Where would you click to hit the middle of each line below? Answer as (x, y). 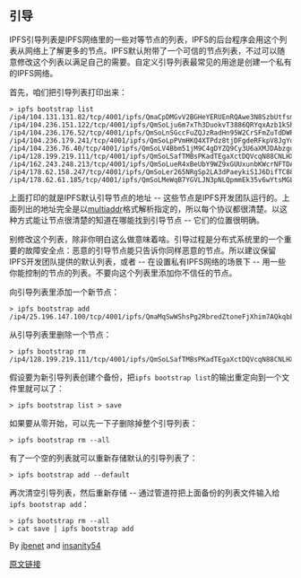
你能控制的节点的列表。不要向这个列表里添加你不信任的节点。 (123, 273)
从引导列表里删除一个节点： (60, 334)
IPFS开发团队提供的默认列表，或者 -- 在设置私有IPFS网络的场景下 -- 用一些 (148, 261)
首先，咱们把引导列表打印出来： (68, 92)
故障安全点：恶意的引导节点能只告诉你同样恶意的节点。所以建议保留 (150, 250)
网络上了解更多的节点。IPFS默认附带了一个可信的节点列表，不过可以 (151, 50)
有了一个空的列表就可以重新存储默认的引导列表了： (103, 458)
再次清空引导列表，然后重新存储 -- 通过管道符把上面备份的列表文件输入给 (145, 493)
